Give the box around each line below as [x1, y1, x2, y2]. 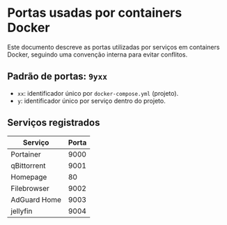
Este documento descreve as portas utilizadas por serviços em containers [7, 43, 220, 51]
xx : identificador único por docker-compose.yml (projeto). [17, 89, 179, 97]
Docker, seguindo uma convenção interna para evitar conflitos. [7, 50, 188, 59]
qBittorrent [10, 161, 47, 170]
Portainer [10, 149, 41, 159]
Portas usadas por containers [7, 5, 182, 21]
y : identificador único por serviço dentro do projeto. [17, 96, 166, 105]
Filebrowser [10, 183, 50, 193]
